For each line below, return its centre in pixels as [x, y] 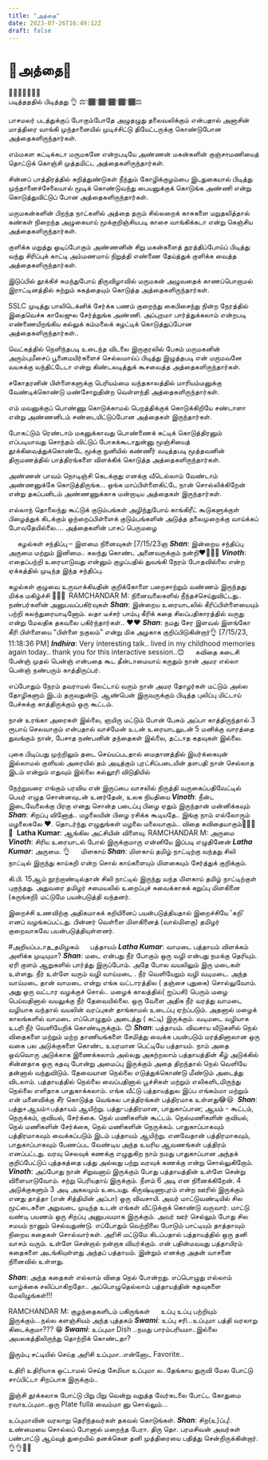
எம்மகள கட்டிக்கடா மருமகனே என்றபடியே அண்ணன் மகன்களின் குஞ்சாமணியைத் [134, 154]
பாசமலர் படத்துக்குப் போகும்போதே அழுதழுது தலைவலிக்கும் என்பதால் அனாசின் [129, 120]
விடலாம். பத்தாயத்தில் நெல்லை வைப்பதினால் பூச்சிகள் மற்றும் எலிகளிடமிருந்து [124, 1082]
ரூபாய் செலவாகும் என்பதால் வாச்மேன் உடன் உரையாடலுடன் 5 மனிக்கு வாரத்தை [131, 729]
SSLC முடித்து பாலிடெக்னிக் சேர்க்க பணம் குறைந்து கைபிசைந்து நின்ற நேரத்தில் [128, 306]
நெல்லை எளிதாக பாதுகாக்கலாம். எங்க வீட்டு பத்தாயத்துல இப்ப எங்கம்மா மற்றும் [128, 1091]
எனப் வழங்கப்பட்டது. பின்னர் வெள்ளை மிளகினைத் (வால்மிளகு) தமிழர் [114, 922]
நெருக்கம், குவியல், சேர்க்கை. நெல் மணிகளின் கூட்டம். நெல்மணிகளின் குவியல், [129, 1118]
